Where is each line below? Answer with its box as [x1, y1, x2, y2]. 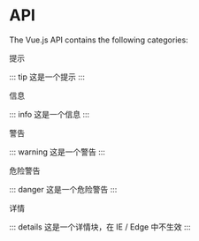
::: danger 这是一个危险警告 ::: [9, 184, 118, 194]
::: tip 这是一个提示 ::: [9, 72, 86, 82]
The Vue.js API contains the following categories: [9, 34, 188, 45]
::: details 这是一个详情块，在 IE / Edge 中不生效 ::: [9, 222, 192, 232]
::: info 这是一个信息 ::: [9, 109, 90, 119]
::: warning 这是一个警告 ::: [9, 147, 106, 157]
